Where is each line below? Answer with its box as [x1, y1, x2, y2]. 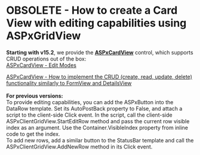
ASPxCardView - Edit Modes [6, 61, 76, 69]
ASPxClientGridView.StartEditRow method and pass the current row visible [6, 117, 190, 124]
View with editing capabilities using [6, 16, 187, 30]
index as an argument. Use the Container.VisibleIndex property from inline [6, 124, 189, 131]
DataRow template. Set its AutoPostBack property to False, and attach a [6, 105, 183, 112]
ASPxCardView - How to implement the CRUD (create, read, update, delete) [6, 73, 193, 80]
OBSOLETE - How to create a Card [6, 4, 178, 17]
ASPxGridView [6, 29, 81, 42]
